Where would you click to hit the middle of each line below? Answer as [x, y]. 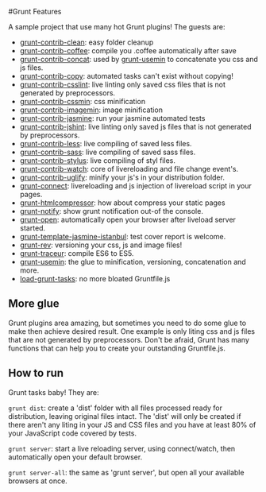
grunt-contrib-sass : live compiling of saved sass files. [108, 152]
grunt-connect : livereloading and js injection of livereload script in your [135, 186]
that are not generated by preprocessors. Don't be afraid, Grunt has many [129, 339]
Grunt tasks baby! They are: [54, 392]
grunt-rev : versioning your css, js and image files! [101, 245]
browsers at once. [38, 481]
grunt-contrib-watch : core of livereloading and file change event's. [129, 169]
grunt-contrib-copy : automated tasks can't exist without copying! [127, 76]
